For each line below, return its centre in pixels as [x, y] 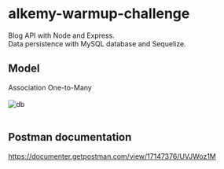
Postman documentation [70, 137]
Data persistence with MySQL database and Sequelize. [97, 43]
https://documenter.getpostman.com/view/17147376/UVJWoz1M [112, 156]
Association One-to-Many [50, 87]
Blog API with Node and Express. [62, 35]
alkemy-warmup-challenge [99, 14]
